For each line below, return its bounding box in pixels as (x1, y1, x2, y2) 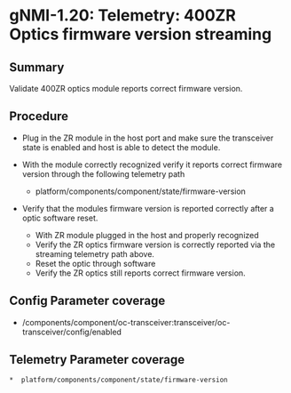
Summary (9, 60, 65, 75)
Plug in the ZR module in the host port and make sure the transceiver (21, 132, 274, 143)
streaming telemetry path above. (35, 248, 155, 259)
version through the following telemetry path (21, 168, 185, 179)
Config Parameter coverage (9, 293, 166, 309)
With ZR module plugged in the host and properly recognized (35, 229, 259, 240)
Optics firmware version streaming (9, 24, 272, 44)
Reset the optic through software (35, 258, 156, 269)
